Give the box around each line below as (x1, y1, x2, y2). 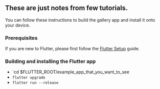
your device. (5, 22, 30, 28)
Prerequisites (5, 34, 38, 41)
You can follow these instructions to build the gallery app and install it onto (5, 17, 156, 23)
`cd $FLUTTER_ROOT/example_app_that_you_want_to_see (12, 69, 130, 75)
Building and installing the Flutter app (5, 58, 96, 65)
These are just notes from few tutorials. (5, 4, 128, 12)
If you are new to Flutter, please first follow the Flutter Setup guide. (5, 46, 140, 52)
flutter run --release (12, 81, 59, 86)
